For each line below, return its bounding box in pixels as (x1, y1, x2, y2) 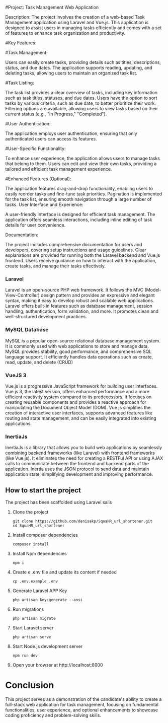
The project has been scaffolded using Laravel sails (5, 499, 112, 505)
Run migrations (12, 606, 44, 612)
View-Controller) (5, 292, 40, 299)
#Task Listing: (5, 80, 34, 86)
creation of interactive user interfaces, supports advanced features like (5, 410, 152, 416)
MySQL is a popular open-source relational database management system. (5, 337, 161, 344)
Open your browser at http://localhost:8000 (12, 662, 103, 668)
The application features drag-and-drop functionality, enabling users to (5, 186, 153, 191)
